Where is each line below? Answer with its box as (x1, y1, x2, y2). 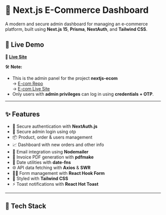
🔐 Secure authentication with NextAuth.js (12, 123, 98, 129)
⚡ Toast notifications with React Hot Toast (12, 181, 99, 187)
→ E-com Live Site (12, 85, 50, 91)
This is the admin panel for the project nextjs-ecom (12, 75, 118, 81)
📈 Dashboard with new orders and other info (12, 142, 105, 147)
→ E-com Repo (12, 80, 43, 86)
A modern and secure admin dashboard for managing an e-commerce (5, 21, 148, 27)
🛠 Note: (5, 64, 22, 70)
